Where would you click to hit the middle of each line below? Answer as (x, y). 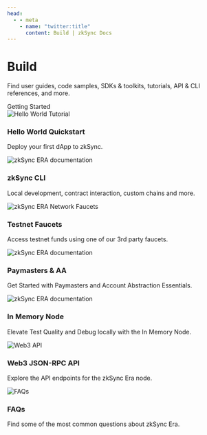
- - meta (26, 20)
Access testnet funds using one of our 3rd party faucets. (88, 239)
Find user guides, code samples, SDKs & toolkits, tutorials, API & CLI (104, 86)
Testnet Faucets (35, 224)
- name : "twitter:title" (55, 26)
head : (15, 13)
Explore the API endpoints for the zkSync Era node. (80, 378)
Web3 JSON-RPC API (44, 363)
